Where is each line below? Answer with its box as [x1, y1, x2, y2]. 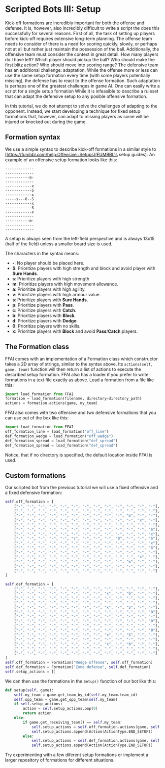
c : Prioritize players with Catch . [12, 307, 76, 313]
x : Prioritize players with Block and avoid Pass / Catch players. [12, 328, 138, 334]
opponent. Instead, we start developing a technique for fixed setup [5, 108, 140, 114]
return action [23, 711, 52, 716]
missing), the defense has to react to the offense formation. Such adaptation [5, 78, 160, 84]
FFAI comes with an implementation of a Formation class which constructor [5, 356, 158, 361]
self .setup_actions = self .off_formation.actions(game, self [31, 724, 160, 729]
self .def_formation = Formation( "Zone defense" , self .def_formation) [5, 665, 151, 670]
